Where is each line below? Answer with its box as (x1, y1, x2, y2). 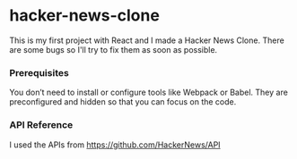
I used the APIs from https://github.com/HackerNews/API (9, 139, 222, 150)
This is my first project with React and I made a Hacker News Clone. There (9, 35, 284, 46)
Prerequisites (9, 66, 69, 79)
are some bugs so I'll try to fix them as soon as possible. (9, 44, 218, 54)
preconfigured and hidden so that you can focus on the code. (9, 96, 237, 107)
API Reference (9, 119, 74, 131)
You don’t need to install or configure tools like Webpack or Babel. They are (9, 87, 289, 98)
